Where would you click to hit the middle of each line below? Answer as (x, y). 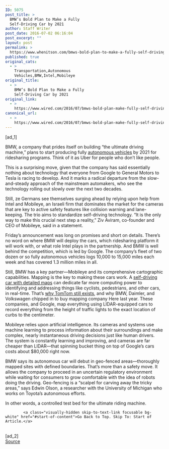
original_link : (21, 99)
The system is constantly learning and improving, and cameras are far (78, 340)
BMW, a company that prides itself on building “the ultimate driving (74, 146)
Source (13, 441)
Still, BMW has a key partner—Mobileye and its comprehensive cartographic (84, 272)
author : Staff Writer (28, 29)
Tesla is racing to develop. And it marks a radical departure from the (76, 178)
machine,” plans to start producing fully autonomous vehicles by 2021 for (81, 152)
